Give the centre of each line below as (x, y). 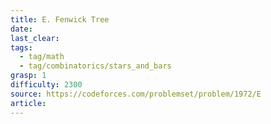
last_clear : (35, 38)
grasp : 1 (28, 76)
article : (28, 103)
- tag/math (42, 57)
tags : (21, 47)
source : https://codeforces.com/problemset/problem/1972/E (136, 94)
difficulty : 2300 (46, 85)
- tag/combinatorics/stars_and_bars (95, 66)
